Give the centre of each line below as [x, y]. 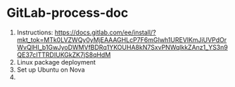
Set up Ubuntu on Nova [51, 69]
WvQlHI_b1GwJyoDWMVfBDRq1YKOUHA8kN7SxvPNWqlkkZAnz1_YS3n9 [122, 47]
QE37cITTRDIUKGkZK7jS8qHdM [64, 55]
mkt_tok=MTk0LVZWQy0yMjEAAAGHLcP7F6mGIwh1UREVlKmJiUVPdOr [121, 39]
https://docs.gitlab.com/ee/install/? [105, 32]
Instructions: [35, 32]
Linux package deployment [56, 62]
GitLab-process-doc [68, 13]
